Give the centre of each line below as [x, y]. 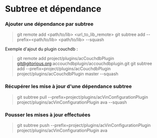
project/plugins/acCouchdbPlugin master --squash [67, 74]
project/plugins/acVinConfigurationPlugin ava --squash [72, 102]
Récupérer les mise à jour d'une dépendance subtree [68, 87]
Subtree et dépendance [53, 9]
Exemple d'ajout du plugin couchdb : [42, 49]
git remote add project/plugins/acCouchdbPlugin [65, 59]
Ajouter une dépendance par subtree [49, 24]
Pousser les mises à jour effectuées [48, 115]
